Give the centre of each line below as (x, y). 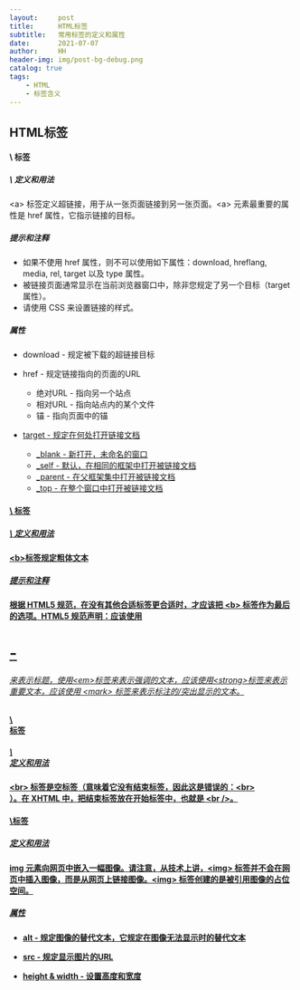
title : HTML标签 (49, 26)
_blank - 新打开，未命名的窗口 (92, 455)
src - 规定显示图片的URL (68, 956)
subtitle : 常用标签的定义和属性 (67, 34)
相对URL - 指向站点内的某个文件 (95, 405)
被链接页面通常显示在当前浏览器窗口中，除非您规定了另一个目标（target (156, 285)
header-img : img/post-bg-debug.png (76, 60)
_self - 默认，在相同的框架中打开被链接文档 (116, 466)
